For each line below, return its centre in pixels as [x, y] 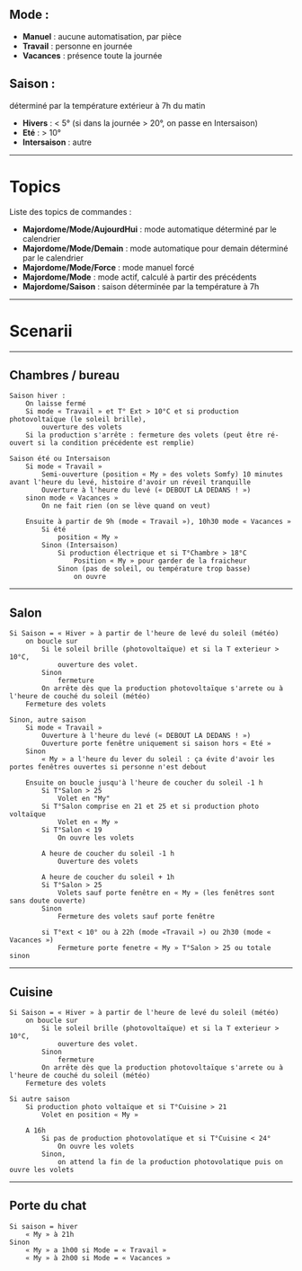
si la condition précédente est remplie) [116, 443]
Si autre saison [40, 1099]
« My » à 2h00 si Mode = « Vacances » [98, 1258]
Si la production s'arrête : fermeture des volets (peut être [144, 435]
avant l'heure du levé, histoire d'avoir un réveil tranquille [130, 483]
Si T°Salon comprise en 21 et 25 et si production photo [150, 807]
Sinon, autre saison [48, 720]
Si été [54, 529]
